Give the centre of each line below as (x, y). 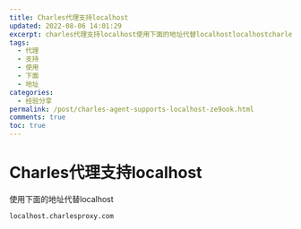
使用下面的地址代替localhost (61, 199)
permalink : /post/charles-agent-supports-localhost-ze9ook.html (132, 109)
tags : (19, 42)
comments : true (38, 117)
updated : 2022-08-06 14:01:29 (66, 26)
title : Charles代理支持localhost (69, 17)
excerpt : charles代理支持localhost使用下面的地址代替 (103, 34)
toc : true (28, 126)
